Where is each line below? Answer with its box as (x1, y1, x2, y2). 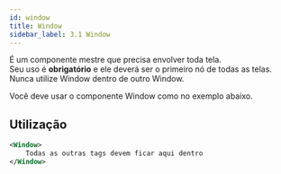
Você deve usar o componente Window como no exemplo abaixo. (9, 91, 254, 101)
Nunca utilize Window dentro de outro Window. (9, 74, 185, 84)
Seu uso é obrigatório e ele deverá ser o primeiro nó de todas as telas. (9, 64, 273, 74)
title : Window (9, 22, 63, 30)
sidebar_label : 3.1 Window (9, 30, 111, 39)
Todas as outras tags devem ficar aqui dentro (25, 149, 204, 158)
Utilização (9, 117, 68, 132)
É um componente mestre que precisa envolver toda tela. (9, 55, 222, 65)
